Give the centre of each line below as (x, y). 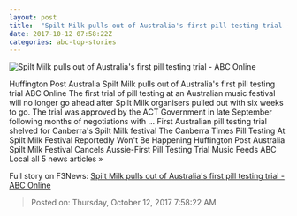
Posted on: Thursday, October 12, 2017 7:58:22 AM (123, 203)
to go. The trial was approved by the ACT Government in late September (141, 112)
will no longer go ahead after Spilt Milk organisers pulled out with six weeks (147, 103)
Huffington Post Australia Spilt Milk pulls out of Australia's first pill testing (142, 84)
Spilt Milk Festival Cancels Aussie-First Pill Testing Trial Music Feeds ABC (143, 150)
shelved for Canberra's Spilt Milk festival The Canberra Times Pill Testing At (147, 131)
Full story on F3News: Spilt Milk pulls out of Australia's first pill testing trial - (147, 176)
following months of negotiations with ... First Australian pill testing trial (138, 122)
